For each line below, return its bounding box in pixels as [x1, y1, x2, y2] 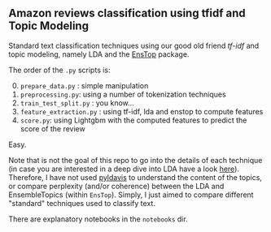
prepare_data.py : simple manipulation [20, 80, 149, 90]
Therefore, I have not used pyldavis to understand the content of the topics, [8, 172, 263, 182]
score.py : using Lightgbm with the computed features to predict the [20, 115, 247, 125]
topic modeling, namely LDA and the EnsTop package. [8, 49, 190, 59]
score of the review [20, 123, 85, 133]
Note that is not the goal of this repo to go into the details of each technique [8, 155, 263, 165]
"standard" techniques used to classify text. [8, 198, 156, 208]
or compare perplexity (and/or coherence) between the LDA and [8, 181, 225, 191]
